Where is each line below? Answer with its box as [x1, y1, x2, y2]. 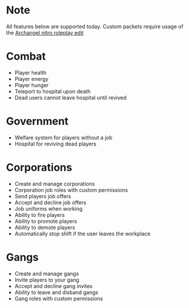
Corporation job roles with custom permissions [14, 186, 128, 194]
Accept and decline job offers [14, 199, 87, 206]
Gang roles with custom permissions [14, 295, 103, 302]
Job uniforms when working [14, 205, 83, 212]
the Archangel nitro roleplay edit [6, 29, 84, 36]
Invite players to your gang [14, 276, 79, 283]
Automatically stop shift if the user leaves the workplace [14, 230, 151, 237]
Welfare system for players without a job [14, 134, 113, 141]
